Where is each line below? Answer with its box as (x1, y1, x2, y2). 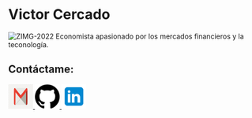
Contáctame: (8, 63, 74, 76)
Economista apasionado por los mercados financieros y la (55, 31, 245, 41)
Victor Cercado (8, 6, 111, 24)
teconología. (8, 39, 49, 49)
